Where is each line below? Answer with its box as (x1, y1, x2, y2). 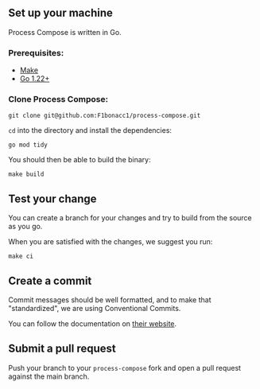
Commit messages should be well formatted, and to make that (8, 295, 212, 305)
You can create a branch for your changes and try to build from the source (8, 213, 252, 223)
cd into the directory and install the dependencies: (8, 126, 173, 135)
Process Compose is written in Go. (8, 27, 122, 37)
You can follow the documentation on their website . (8, 319, 177, 329)
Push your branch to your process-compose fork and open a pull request (8, 363, 241, 372)
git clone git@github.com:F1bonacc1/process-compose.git (8, 111, 201, 120)
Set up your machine (8, 6, 114, 20)
